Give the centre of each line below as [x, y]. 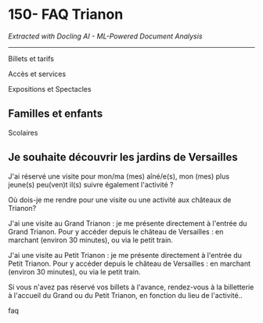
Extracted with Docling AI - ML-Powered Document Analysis [105, 36]
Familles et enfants [56, 114]
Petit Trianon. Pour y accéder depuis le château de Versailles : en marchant [130, 263]
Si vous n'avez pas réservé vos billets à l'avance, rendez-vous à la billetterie [131, 287]
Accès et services [37, 74]
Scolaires [23, 132]
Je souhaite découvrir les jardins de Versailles [123, 157]
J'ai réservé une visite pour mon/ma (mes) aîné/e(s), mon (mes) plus [119, 176]
